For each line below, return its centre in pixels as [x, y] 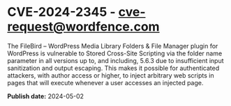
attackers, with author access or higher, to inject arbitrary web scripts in [111, 75]
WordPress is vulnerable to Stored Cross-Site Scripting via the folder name [115, 53]
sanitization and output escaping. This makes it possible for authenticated [113, 68]
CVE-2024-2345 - [62, 12]
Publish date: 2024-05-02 [46, 96]
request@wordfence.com [83, 27]
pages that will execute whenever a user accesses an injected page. [105, 82]
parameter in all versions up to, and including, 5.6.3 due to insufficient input [116, 60]
